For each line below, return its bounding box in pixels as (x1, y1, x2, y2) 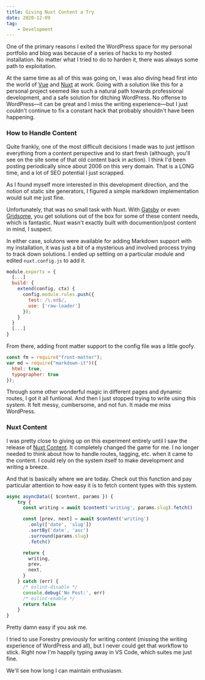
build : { (12, 280, 34, 286)
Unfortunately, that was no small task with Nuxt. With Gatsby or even (6, 206, 180, 213)
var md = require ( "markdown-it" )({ (6, 360, 97, 366)
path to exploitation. (6, 63, 57, 70)
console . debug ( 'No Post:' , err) (22, 590, 105, 596)
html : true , (12, 366, 43, 372)
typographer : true (12, 371, 59, 377)
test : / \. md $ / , (28, 297, 67, 303)
